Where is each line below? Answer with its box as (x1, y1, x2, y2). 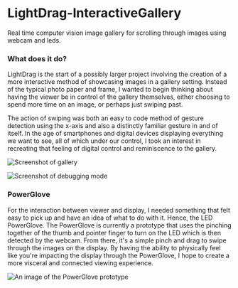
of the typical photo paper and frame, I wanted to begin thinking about (7, 85, 213, 94)
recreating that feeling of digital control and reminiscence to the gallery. (7, 144, 217, 153)
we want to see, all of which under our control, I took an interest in (7, 137, 201, 145)
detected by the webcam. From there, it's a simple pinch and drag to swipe (7, 236, 227, 245)
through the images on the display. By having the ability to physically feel (7, 243, 222, 252)
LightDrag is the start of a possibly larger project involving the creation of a (7, 70, 227, 79)
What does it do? (7, 53, 67, 63)
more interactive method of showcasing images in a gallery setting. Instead (7, 78, 227, 86)
